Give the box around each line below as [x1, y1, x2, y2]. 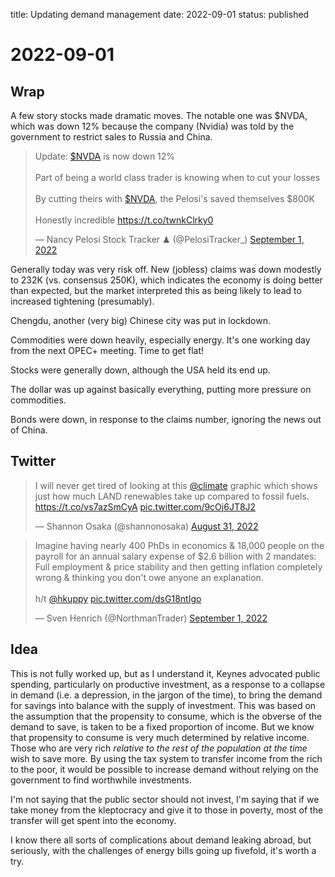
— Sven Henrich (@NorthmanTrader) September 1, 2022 [34, 612, 268, 624]
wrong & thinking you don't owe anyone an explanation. [34, 571, 264, 583]
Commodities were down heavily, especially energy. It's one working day [10, 334, 311, 346]
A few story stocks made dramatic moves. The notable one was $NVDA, [10, 110, 308, 121]
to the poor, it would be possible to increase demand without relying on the [10, 763, 320, 775]
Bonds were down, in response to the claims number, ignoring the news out [10, 414, 322, 425]
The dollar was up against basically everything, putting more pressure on [10, 384, 312, 395]
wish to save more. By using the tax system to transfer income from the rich [10, 752, 323, 764]
